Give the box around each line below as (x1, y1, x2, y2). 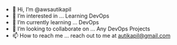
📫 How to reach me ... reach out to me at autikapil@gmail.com (12, 32, 171, 39)
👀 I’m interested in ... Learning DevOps (12, 12, 110, 19)
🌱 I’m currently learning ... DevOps (12, 19, 99, 26)
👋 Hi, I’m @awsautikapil (12, 6, 72, 13)
